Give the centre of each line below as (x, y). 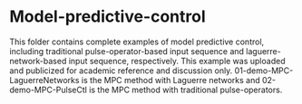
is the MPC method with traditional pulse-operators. (186, 90)
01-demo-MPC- (264, 71)
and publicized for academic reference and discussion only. (121, 71)
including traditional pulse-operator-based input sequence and (127, 51)
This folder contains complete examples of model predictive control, (137, 42)
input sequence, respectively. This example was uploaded (177, 61)
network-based (38, 61)
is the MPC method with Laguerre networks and (170, 80)
